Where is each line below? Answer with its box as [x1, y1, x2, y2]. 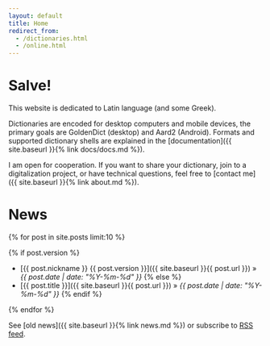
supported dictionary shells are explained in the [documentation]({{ [8, 136, 232, 146]
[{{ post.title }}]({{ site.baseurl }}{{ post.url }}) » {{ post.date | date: [19, 281, 243, 290]
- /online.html [15, 42, 67, 50]
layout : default [8, 11, 63, 20]
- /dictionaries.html [15, 34, 89, 43]
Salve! [8, 77, 52, 95]
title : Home [8, 19, 48, 27]
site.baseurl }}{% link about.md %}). [19, 177, 139, 187]
